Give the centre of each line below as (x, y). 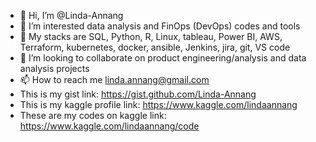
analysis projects (54, 68)
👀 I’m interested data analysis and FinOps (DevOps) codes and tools (160, 26)
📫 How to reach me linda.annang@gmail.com (114, 79)
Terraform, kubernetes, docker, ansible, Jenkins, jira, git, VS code (155, 47)
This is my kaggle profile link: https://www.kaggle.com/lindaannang (158, 104)
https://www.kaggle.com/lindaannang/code (109, 126)
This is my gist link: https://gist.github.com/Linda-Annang (138, 94)
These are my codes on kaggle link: (93, 115)
